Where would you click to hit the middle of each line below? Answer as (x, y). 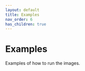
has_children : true (26, 24)
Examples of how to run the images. (43, 63)
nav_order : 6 (19, 19)
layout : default (22, 10)
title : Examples (22, 15)
